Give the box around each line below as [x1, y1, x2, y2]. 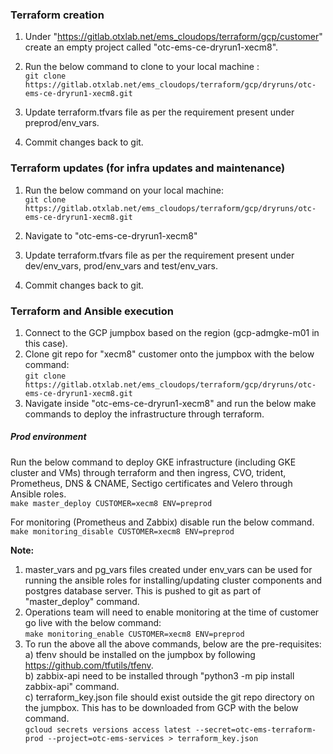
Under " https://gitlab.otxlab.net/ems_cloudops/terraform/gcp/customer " [24, 31, 323, 43]
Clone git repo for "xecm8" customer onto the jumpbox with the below [24, 348, 315, 360]
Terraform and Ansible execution [10, 304, 174, 318]
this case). [24, 337, 68, 349]
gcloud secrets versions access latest [24, 724, 192, 735]
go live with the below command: [24, 616, 162, 628]
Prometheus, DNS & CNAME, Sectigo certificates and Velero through [10, 477, 293, 489]
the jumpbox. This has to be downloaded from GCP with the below [24, 701, 299, 713]
